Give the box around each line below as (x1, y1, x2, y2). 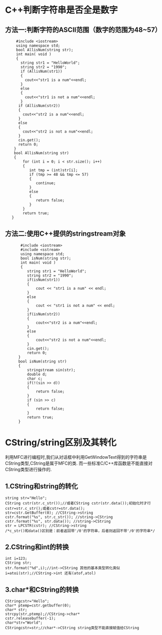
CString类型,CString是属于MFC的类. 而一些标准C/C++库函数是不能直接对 (5, 460, 153, 466)
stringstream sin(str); (27, 367, 76, 372)
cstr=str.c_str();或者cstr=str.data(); (5, 506, 85, 511)
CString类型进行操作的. (5, 466, 52, 472)
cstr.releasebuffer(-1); (5, 616, 56, 621)
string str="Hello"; (5, 496, 48, 500)
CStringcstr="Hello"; (5, 599, 50, 604)
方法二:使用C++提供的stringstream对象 (5, 229, 126, 238)
